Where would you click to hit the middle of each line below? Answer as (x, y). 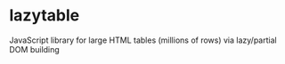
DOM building (34, 49)
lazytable (45, 16)
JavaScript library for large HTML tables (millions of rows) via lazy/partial (143, 40)
